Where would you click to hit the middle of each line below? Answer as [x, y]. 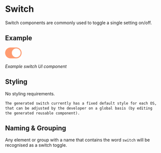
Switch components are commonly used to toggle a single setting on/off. [79, 23]
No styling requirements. [30, 93]
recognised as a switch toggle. [36, 145]
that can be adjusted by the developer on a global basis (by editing [79, 108]
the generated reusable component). [42, 113]
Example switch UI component [36, 66]
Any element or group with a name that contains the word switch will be [78, 140]
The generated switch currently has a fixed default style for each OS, [81, 103]
